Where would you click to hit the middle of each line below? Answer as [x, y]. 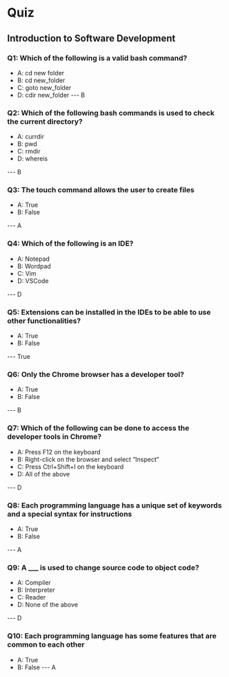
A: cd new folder [41, 73]
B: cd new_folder [41, 80]
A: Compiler [34, 583]
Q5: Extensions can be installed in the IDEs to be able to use [109, 312]
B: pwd [27, 144]
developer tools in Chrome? [54, 437]
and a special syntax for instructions [70, 514]
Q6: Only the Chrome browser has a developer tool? [96, 374]
